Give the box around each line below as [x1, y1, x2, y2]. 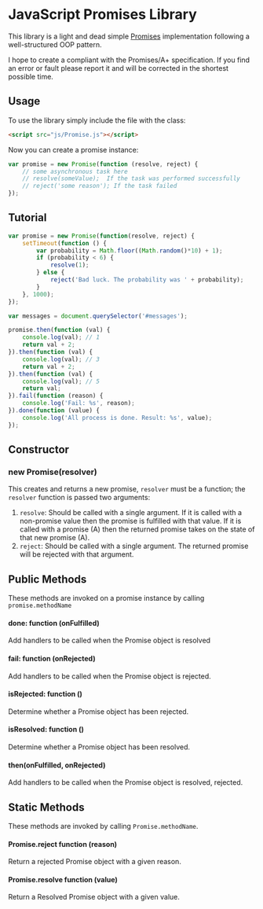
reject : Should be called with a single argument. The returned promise [19, 541, 249, 551]
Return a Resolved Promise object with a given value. [8, 892, 181, 902]
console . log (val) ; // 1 [22, 333, 100, 341]
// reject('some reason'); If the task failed [22, 182, 177, 190]
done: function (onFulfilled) [8, 618, 100, 627]
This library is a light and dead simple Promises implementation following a [8, 31, 250, 41]
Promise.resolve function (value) [8, 874, 118, 884]
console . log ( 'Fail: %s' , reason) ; [22, 399, 135, 407]
